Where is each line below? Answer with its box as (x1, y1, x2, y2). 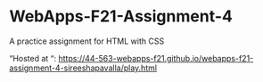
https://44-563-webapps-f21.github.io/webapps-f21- (58, 53, 254, 63)
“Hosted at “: (9, 53, 57, 63)
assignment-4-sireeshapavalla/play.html (9, 62, 158, 73)
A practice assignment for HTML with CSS (9, 36, 165, 46)
